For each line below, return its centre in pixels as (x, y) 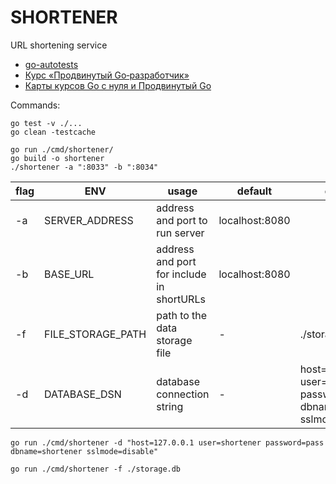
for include (181, 274)
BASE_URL (69, 274)
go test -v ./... (46, 123)
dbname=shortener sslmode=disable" (84, 451)
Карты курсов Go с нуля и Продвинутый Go (118, 85)
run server (180, 233)
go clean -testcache (53, 132)
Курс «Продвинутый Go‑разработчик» (107, 75)
